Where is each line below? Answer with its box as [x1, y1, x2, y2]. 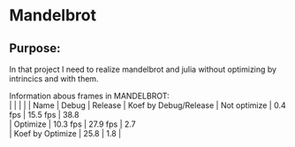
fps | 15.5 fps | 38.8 [9, 110, 79, 120]
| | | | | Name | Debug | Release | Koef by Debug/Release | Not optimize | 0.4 [9, 100, 286, 111]
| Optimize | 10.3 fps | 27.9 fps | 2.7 [9, 119, 137, 129]
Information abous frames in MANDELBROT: [9, 90, 170, 101]
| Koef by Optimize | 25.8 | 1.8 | [9, 128, 122, 138]
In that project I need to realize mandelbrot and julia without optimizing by [9, 64, 276, 74]
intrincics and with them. [9, 73, 99, 84]
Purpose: [9, 41, 61, 56]
